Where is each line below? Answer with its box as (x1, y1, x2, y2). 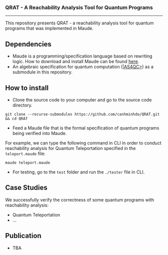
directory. (12, 102, 32, 108)
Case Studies (5, 183, 47, 192)
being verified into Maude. (12, 130, 67, 136)
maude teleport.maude (5, 160, 50, 165)
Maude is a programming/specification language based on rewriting (12, 53, 152, 59)
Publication (5, 231, 41, 240)
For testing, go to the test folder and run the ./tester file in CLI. (12, 169, 145, 175)
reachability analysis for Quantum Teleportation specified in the (5, 145, 136, 151)
